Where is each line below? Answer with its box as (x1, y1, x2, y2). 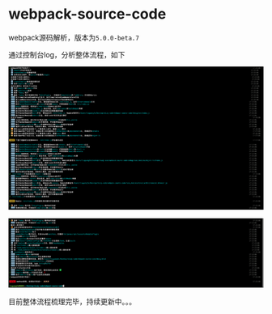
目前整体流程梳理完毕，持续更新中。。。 (8, 297, 136, 307)
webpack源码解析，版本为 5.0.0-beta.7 (8, 32, 140, 42)
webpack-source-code (8, 5, 167, 23)
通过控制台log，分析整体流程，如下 (8, 49, 125, 59)
